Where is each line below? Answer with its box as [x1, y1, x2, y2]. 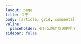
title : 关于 [5, 12, 29, 17]
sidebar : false [5, 31, 37, 36]
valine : [5, 21, 22, 27]
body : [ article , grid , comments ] [5, 17, 75, 22]
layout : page [5, 7, 33, 13]
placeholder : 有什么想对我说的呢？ [10, 26, 77, 31]
